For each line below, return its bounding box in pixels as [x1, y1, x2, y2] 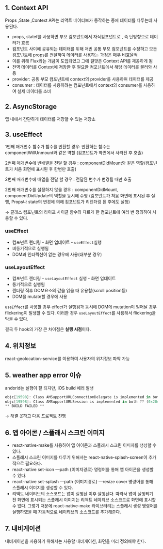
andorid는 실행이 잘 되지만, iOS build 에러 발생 [5, 385, 94, 391]
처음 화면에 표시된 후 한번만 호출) [14, 166, 77, 172]
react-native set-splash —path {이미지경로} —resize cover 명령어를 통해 [12, 479, 154, 485]
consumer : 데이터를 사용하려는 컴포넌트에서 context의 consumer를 [12, 82, 142, 88]
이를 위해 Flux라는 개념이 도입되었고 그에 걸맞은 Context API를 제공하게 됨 [12, 58, 153, 63]
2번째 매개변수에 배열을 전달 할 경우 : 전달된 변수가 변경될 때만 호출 [5, 176, 132, 182]
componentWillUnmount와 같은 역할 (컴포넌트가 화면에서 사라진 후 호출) [5, 150, 143, 156]
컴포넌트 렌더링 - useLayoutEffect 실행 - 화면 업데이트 [12, 276, 116, 282]
